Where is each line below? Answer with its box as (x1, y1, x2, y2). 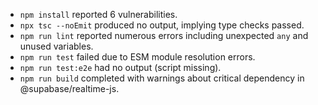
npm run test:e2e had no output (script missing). (19, 62, 222, 73)
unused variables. (19, 40, 94, 52)
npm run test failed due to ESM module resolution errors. (19, 51, 256, 63)
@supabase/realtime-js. (19, 83, 120, 94)
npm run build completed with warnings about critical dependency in (19, 72, 305, 84)
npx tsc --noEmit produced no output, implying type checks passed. (19, 19, 305, 31)
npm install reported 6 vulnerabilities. (19, 9, 178, 20)
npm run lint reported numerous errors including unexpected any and (19, 30, 309, 41)
